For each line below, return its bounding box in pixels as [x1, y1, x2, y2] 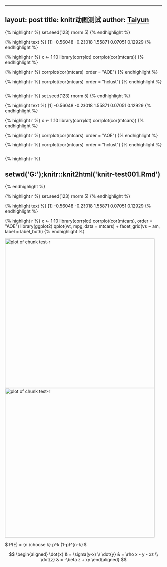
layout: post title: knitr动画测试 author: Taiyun [5, 16, 149, 24]
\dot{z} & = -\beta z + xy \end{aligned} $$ [40, 556, 127, 562]
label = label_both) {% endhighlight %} [5, 228, 84, 234]
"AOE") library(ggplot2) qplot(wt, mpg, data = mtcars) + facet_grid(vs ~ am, [5, 223, 160, 229]
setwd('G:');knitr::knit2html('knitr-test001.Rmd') [5, 170, 161, 179]
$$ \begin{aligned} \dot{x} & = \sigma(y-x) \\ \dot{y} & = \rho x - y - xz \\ [9, 551, 158, 557]
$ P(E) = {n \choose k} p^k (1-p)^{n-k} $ [5, 541, 87, 547]
